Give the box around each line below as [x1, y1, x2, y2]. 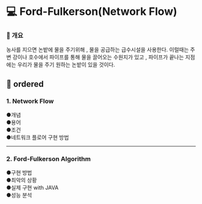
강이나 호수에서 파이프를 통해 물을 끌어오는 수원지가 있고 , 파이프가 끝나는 [12, 53, 185, 61]
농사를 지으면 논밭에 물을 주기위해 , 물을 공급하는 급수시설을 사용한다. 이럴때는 [6, 46, 189, 53]
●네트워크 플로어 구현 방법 [6, 134, 69, 141]
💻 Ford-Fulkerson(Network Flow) [6, 5, 177, 19]
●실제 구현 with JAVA [6, 184, 59, 191]
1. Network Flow [6, 97, 54, 105]
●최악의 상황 [6, 176, 37, 184]
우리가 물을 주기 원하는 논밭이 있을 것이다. [17, 61, 115, 68]
